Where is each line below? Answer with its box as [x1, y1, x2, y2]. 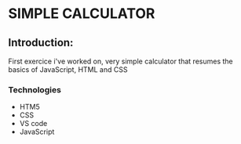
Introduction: [8, 36, 74, 49]
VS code [19, 119, 48, 128]
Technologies [8, 84, 61, 95]
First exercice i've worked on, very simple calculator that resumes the [8, 56, 233, 66]
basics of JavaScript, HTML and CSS [8, 65, 128, 74]
